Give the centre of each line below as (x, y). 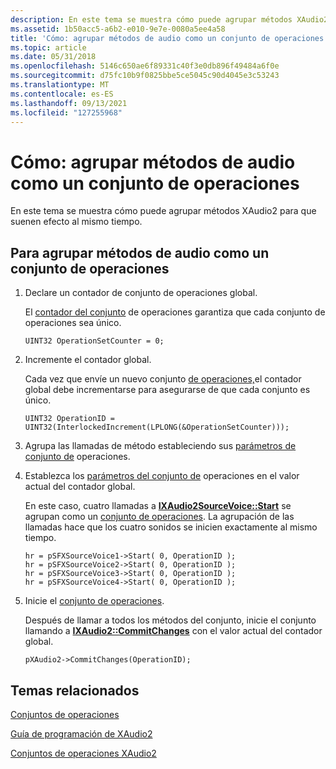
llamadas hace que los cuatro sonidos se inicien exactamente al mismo (171, 527)
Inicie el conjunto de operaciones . (94, 601)
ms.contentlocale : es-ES (62, 94)
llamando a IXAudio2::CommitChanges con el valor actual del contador (173, 631)
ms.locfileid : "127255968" (66, 112)
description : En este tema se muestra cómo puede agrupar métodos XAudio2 (169, 19)
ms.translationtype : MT (60, 85)
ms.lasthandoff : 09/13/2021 (69, 103)
